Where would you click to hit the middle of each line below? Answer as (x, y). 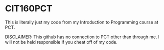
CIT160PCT (29, 9)
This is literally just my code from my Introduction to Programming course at (82, 22)
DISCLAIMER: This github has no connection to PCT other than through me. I (82, 37)
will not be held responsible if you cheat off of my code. (61, 42)
